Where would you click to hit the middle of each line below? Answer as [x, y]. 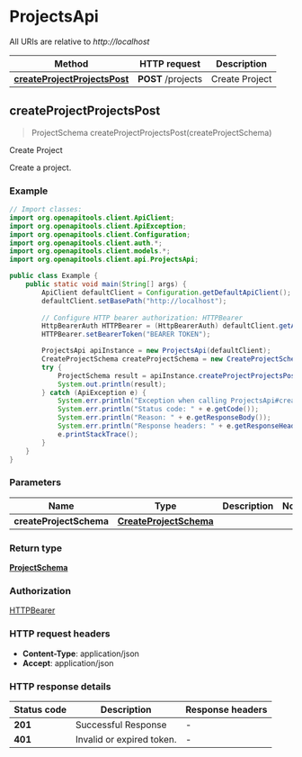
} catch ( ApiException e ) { [94, 392]
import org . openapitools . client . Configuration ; [100, 234]
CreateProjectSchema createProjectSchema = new [132, 359]
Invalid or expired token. [126, 739]
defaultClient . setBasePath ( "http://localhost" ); [134, 301]
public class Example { [54, 276]
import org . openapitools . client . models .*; [90, 251]
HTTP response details [60, 686]
